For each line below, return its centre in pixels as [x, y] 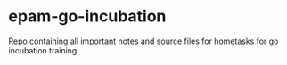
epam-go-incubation [87, 16]
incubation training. [44, 50]
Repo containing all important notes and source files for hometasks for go [143, 41]
